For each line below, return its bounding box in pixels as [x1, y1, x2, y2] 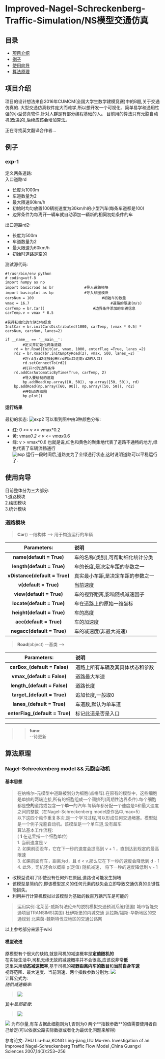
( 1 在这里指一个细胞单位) [17, 833, 68, 839]
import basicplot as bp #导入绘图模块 [5, 290, 109, 295]
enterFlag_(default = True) [7, 710, 71, 717]
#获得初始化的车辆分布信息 [5, 320, 52, 325]
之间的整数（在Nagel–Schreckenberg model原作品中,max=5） [17, 809, 143, 815]
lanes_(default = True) [12, 700, 66, 707]
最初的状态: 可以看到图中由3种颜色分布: [5, 416, 101, 422]
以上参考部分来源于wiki [5, 926, 52, 932]
